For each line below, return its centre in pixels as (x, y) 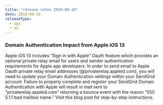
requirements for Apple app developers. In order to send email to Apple (77, 66)
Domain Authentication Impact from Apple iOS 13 (65, 45)
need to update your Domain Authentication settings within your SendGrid (80, 77)
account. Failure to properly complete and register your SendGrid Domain (80, 82)
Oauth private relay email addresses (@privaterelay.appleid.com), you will (80, 71)
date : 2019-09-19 (23, 14)
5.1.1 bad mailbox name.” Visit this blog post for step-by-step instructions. (79, 97)
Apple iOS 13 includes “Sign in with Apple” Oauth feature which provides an (82, 56)
